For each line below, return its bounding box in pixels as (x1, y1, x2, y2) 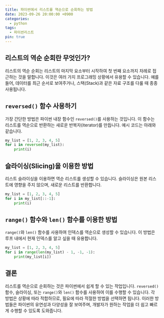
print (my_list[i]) (14, 254, 51, 260)
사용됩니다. (5, 86, 26, 92)
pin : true (5, 35, 25, 40)
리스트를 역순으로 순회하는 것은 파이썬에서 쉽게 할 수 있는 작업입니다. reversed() (5, 283, 159, 289)
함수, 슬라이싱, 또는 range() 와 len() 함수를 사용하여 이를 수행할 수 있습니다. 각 (5, 289, 155, 295)
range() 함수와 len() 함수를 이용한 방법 (5, 215, 117, 223)
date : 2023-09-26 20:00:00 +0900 (5, 12, 73, 17)
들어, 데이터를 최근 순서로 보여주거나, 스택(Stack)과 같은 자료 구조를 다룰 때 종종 (5, 80, 158, 86)
